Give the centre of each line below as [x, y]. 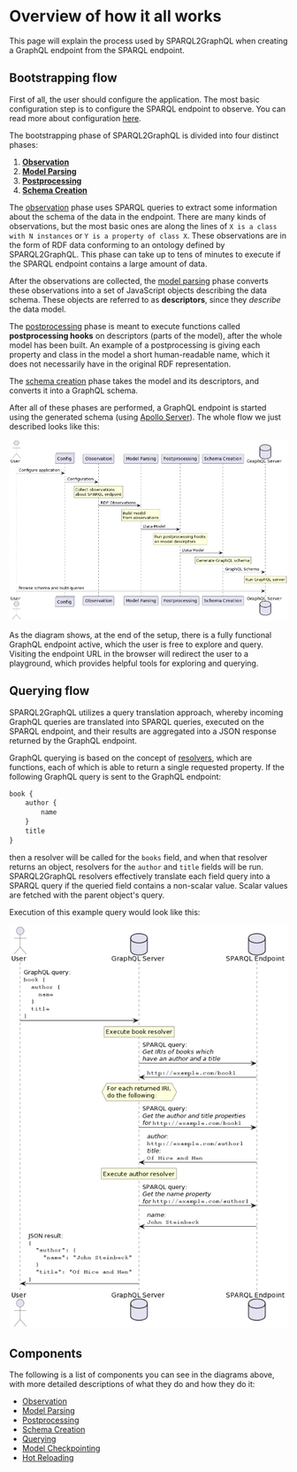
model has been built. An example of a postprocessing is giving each [135, 345]
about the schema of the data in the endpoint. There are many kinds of [138, 216]
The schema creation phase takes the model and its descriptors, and [134, 381]
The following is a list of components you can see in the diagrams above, [142, 1375]
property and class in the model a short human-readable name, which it [140, 354]
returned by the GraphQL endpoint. [73, 740]
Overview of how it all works [115, 16]
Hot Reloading [48, 1458]
